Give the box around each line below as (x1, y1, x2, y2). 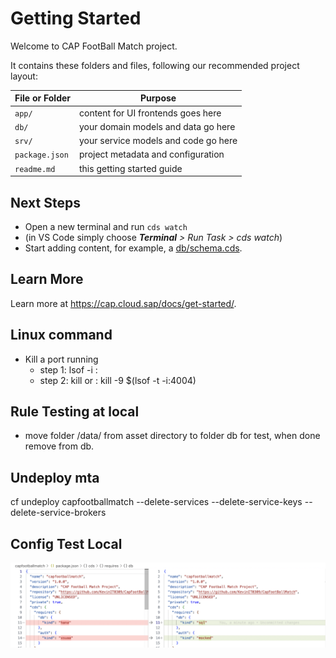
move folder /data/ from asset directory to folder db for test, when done (24, 430, 321, 442)
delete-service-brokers (10, 507, 107, 519)
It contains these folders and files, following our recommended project (10, 59, 300, 71)
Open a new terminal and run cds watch (24, 221, 188, 232)
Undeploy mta (10, 469, 100, 486)
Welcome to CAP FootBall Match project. (10, 40, 178, 52)
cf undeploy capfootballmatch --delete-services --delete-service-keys (10, 496, 303, 508)
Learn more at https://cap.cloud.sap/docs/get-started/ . (10, 297, 237, 309)
